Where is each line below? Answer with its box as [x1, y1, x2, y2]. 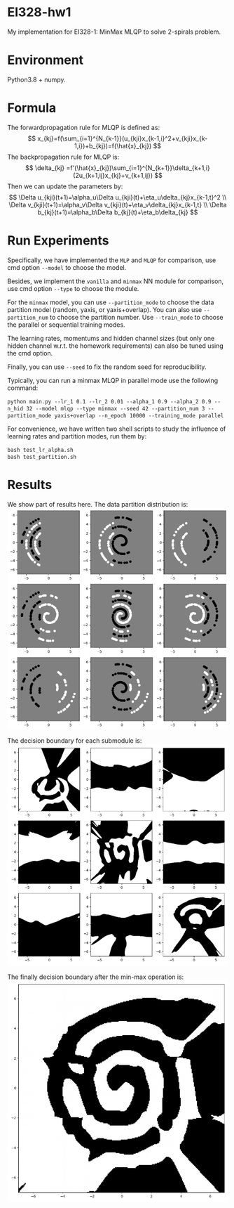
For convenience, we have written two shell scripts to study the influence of [7, 424, 226, 433]
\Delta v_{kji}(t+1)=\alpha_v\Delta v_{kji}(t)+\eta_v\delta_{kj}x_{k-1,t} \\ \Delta [8, 200, 227, 209]
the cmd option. [7, 349, 53, 357]
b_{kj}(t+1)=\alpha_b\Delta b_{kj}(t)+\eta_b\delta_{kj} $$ [37, 208, 198, 216]
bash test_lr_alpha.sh [7, 446, 74, 453]
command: [7, 384, 39, 392]
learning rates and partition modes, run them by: [7, 431, 147, 440]
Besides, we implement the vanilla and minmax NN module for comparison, [7, 277, 224, 285]
